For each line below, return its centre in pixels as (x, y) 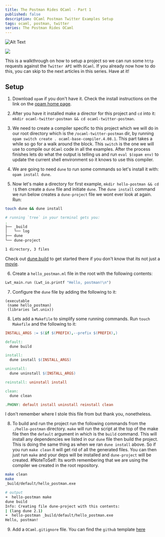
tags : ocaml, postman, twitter (37, 23)
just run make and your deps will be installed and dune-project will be (82, 455)
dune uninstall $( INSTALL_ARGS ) (43, 373)
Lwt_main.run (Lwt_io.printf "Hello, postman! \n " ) (58, 282)
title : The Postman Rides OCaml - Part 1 (48, 10)
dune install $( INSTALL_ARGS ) (40, 360)
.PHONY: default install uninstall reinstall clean (59, 404)
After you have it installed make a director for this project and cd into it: (84, 113)
